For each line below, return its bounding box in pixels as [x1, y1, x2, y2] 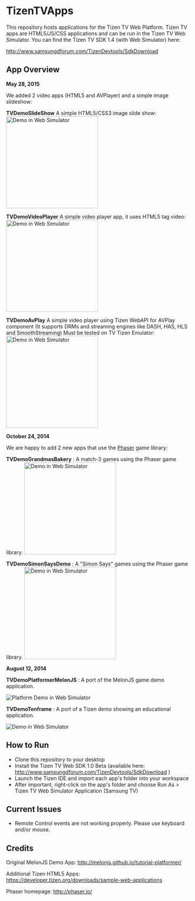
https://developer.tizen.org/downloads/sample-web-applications [6, 877, 163, 884]
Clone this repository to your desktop [14, 756, 105, 763]
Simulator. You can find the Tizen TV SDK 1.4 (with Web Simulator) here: [6, 36, 181, 43]
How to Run [6, 740, 49, 750]
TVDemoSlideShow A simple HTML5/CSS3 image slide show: [6, 109, 157, 116]
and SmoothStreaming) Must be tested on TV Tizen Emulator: [6, 329, 155, 336]
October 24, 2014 [6, 432, 50, 440]
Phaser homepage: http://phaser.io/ [6, 888, 92, 895]
